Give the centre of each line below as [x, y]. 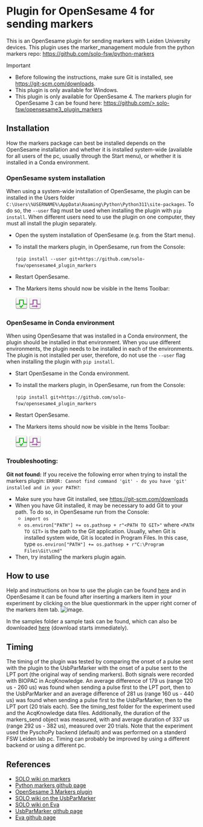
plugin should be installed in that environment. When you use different [94, 342]
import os [37, 519]
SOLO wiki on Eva [37, 805]
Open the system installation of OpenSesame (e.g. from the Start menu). [105, 235]
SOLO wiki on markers [43, 779]
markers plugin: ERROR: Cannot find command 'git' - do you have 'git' [97, 480]
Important [18, 65]
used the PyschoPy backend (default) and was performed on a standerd [96, 732]
